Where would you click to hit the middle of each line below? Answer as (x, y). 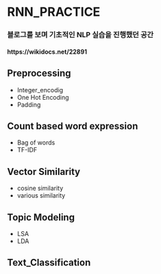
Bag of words (36, 143)
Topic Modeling (41, 217)
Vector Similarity (44, 172)
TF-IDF (27, 150)
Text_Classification (49, 263)
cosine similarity (40, 188)
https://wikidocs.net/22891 (47, 52)
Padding (29, 105)
